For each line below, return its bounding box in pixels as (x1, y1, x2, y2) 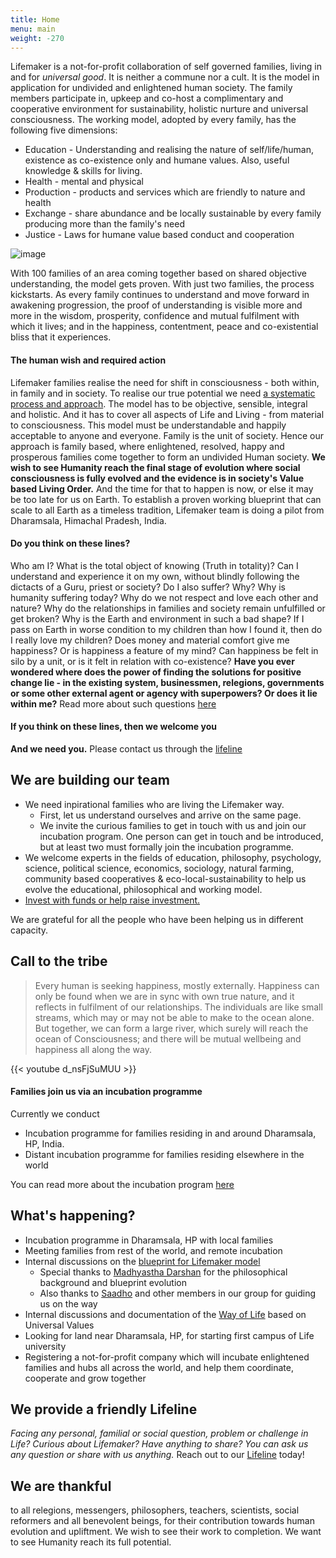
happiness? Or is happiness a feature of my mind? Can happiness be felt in (10, 644, 319, 656)
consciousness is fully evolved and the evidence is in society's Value (10, 472, 305, 484)
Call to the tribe (10, 953, 108, 970)
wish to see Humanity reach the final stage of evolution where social (10, 461, 301, 473)
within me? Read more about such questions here (10, 697, 217, 710)
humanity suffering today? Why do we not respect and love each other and (10, 591, 319, 603)
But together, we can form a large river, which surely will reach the (34, 1022, 309, 1034)
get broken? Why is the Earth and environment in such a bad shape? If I (10, 612, 305, 625)
